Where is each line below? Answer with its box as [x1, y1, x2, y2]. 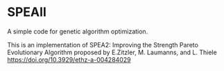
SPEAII [7, 4, 47, 20]
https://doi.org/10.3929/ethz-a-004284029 [7, 55, 131, 63]
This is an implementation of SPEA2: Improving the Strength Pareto [7, 40, 199, 49]
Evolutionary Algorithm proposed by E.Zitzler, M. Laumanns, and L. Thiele [7, 48, 217, 56]
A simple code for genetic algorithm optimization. [7, 27, 148, 35]
